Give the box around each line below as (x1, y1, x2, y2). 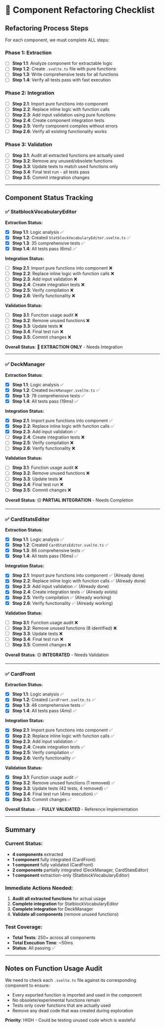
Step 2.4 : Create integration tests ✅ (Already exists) (12, 589, 118, 595)
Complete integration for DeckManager (12, 906, 93, 912)
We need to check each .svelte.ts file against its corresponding (5, 977, 137, 983)
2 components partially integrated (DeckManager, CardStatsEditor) (12, 867, 149, 873)
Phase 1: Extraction (5, 49, 52, 56)
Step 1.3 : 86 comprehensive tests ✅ (12, 548, 85, 554)
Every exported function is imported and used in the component (12, 992, 142, 998)
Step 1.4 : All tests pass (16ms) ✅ (12, 553, 79, 559)
